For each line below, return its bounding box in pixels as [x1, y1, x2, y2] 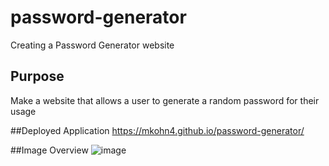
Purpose [10, 68, 65, 85]
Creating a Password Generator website [10, 39, 175, 51]
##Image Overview [10, 144, 89, 156]
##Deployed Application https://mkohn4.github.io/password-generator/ [10, 124, 305, 136]
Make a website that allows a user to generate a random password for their [10, 94, 320, 106]
